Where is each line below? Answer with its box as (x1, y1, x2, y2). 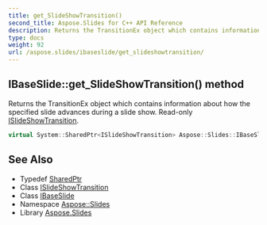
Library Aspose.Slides (19, 208, 92, 217)
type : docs (8, 33, 44, 42)
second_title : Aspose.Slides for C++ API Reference (8, 19, 183, 27)
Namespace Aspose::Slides (19, 199, 110, 208)
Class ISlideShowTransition (19, 182, 109, 192)
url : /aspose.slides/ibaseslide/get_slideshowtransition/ (8, 48, 204, 56)
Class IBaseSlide (19, 191, 75, 200)
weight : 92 (8, 41, 44, 49)
